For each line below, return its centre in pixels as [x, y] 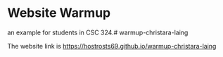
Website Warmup [59, 13]
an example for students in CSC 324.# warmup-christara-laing [98, 32]
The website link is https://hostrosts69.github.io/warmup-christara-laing [112, 46]
